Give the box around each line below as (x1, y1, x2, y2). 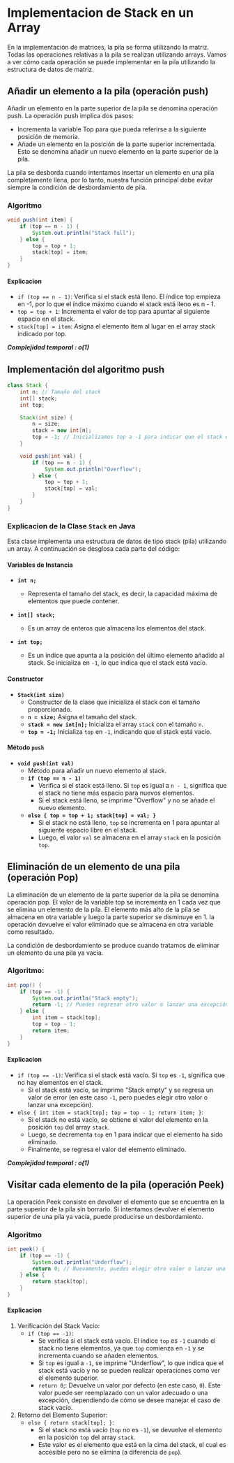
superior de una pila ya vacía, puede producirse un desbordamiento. (7, 1212, 204, 1220)
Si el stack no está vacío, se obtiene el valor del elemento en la (27, 1115, 208, 1123)
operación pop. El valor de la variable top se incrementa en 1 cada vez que (7, 898, 221, 906)
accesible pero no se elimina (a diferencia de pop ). (38, 1448, 182, 1457)
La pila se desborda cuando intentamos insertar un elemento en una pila (7, 168, 214, 176)
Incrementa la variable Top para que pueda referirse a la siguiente (17, 124, 207, 134)
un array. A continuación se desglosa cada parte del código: (7, 545, 180, 553)
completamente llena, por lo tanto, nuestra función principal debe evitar (7, 175, 213, 184)
